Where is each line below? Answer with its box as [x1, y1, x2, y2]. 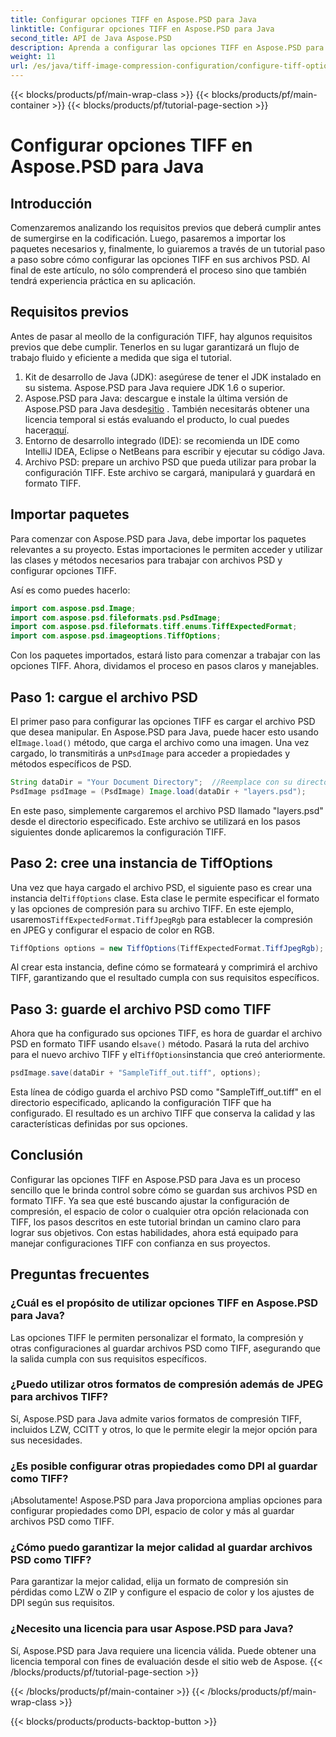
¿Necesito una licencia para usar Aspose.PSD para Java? [10, 1622, 294, 1636]
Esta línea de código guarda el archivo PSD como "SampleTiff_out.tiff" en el [10, 1086, 322, 1098]
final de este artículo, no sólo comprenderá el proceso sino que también [10, 264, 307, 276]
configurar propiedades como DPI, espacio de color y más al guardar [10, 1505, 295, 1517]
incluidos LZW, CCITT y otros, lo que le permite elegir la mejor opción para [10, 1423, 318, 1435]
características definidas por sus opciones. [10, 1118, 188, 1130]
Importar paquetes [10, 506, 130, 523]
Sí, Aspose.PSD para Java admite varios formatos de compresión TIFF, [10, 1412, 302, 1425]
